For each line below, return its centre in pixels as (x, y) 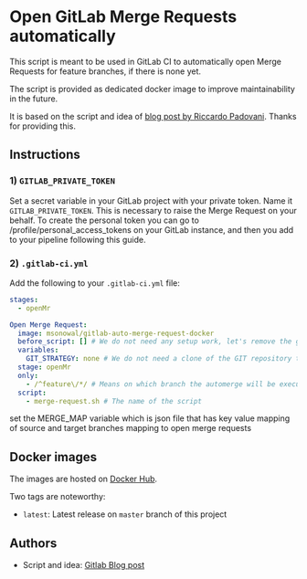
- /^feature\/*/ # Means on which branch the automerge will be (151, 384)
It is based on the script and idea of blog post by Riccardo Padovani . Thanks (153, 116)
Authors (33, 543)
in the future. (34, 99)
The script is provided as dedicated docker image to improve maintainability (152, 89)
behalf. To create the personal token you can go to (104, 220)
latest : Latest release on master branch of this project (125, 514)
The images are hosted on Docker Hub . (84, 479)
